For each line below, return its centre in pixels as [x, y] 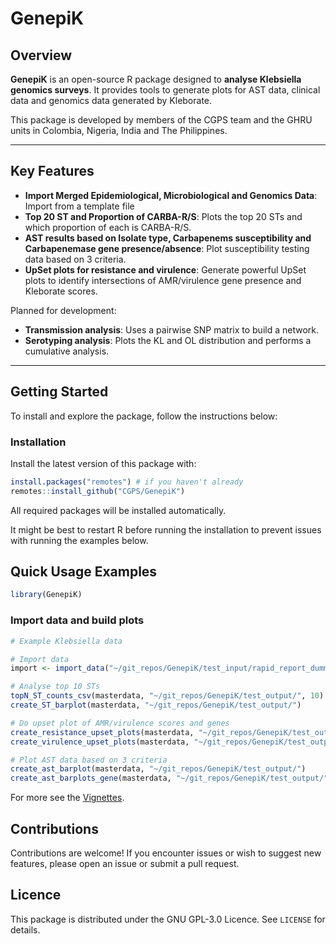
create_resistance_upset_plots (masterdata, [102, 732]
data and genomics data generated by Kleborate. [111, 100]
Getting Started [59, 392]
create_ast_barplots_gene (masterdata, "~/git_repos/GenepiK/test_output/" [169, 778]
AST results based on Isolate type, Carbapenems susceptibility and [168, 238]
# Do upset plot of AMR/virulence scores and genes [120, 723]
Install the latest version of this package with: [103, 463]
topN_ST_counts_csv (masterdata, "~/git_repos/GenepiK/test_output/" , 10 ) [167, 696]
